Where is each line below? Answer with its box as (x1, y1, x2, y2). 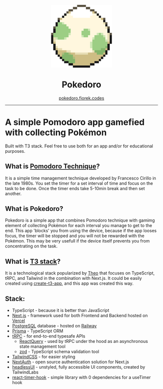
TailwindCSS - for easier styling (12, 354, 76, 360)
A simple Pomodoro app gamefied (5, 117, 145, 128)
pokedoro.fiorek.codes (59, 95, 104, 101)
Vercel (12, 318, 25, 324)
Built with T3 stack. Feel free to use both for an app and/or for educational (5, 143, 153, 149)
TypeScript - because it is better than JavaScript (12, 308, 110, 313)
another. (5, 191, 22, 196)
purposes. (5, 148, 26, 154)
